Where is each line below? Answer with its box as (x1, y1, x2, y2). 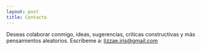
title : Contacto (6, 14, 47, 20)
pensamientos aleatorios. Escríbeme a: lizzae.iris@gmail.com (6, 37, 158, 44)
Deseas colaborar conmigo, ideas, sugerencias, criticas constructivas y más (6, 30, 196, 37)
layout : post (6, 8, 39, 15)
